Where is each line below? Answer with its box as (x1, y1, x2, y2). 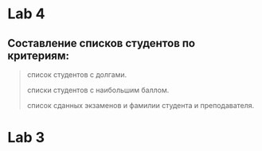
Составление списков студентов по (7, 37, 196, 50)
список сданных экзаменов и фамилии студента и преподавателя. (26, 101, 255, 110)
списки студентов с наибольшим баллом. (26, 85, 170, 95)
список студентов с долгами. (26, 70, 127, 79)
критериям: (7, 48, 69, 62)
